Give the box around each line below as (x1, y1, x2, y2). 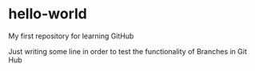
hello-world (8, 5, 88, 23)
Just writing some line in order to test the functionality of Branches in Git (8, 46, 248, 56)
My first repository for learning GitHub (8, 31, 134, 41)
